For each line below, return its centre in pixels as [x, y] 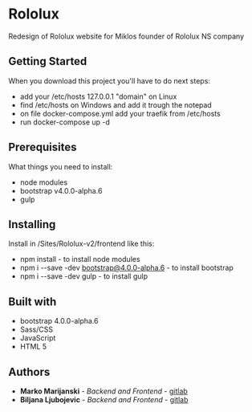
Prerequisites [43, 147]
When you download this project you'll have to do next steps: [110, 80]
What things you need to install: [61, 166]
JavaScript [38, 338]
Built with [33, 302]
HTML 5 [33, 347]
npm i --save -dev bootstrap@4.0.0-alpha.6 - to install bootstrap [127, 268]
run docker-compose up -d [65, 122]
